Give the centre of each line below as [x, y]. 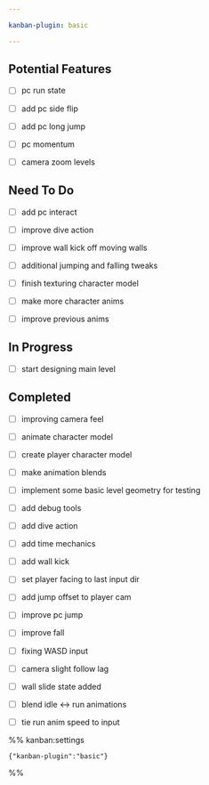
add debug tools [51, 508]
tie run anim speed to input [70, 722]
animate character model [67, 436]
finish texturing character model [80, 283]
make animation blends [64, 472]
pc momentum [48, 144]
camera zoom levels [58, 162]
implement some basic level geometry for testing [111, 490]
